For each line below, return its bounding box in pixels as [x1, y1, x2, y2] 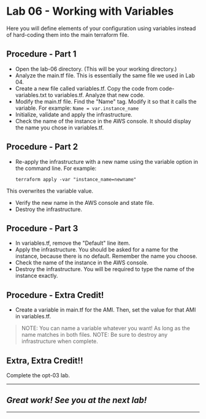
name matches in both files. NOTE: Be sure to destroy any [21, 331, 168, 339]
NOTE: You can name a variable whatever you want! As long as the [21, 325, 190, 332]
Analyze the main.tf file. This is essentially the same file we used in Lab [15, 72, 195, 79]
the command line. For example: [15, 164, 97, 172]
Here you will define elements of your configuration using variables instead [6, 25, 196, 32]
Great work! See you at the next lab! [6, 395, 147, 406]
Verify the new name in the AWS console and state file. [15, 199, 154, 206]
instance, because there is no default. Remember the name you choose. [15, 253, 197, 260]
